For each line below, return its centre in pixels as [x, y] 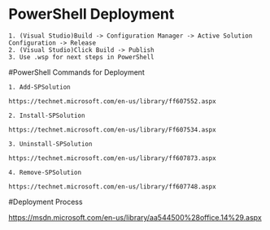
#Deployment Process [46, 202]
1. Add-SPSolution [39, 87]
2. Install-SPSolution [47, 115]
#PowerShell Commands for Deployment [76, 72]
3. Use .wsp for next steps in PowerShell [81, 57]
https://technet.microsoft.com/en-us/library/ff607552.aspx [113, 101]
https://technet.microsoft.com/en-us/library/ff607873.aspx [113, 158]
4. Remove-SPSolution [45, 172]
